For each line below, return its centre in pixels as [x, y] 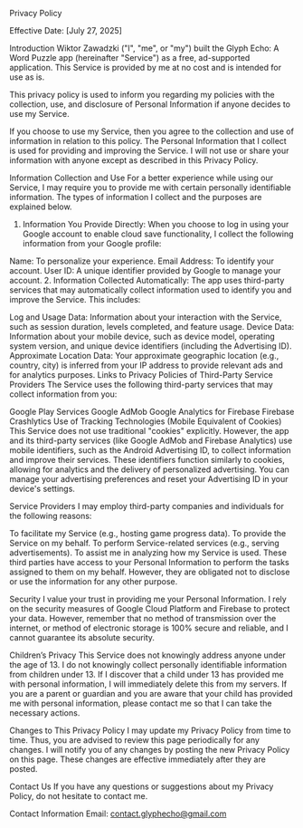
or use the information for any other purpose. [94, 582]
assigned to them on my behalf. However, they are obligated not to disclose [150, 572]
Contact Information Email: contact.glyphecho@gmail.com [118, 814]
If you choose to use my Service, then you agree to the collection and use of [151, 131]
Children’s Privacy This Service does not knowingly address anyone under [148, 655]
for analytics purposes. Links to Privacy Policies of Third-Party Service [141, 375]
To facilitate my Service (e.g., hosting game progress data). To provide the [148, 533]
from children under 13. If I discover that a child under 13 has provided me [147, 674]
